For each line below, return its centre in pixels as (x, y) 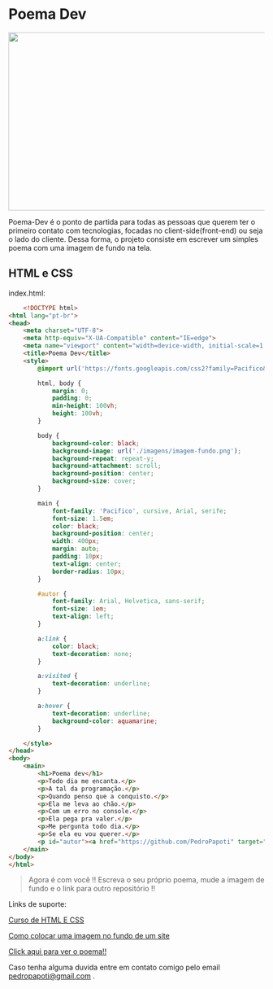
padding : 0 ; (72, 398)
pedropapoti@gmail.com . (52, 976)
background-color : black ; (95, 443)
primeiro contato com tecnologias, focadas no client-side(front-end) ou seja (136, 230)
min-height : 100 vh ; (84, 406)
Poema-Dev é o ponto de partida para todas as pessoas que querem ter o (132, 221)
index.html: (27, 293)
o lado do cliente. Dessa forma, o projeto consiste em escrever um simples (133, 239)
